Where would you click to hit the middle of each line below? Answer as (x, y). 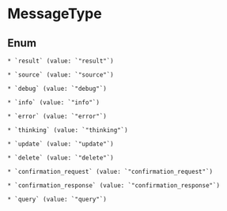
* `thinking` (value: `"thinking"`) (68, 130)
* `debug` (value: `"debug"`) (57, 89)
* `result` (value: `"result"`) (61, 61)
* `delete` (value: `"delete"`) (61, 158)
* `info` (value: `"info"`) (54, 103)
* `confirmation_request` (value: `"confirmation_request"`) (110, 171)
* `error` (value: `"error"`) (57, 116)
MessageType (55, 14)
